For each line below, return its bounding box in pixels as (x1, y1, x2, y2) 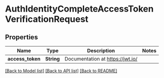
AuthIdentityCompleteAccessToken (5, 3, 154, 15)
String (45, 56, 60, 62)
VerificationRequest (5, 14, 89, 25)
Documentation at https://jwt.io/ (64, 56, 138, 62)
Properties (5, 33, 38, 41)
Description (87, 47, 115, 54)
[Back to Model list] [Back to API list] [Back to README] (5, 68, 117, 74)
